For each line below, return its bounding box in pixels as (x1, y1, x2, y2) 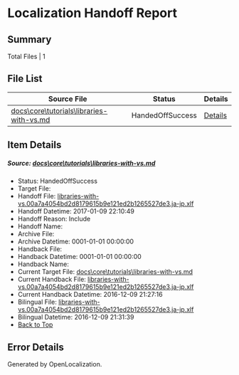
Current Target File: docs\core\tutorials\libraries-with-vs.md (17, 268, 193, 276)
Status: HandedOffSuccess (17, 176, 98, 186)
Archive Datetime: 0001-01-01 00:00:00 (17, 237, 134, 246)
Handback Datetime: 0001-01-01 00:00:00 (17, 253, 142, 261)
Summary (7, 33, 52, 46)
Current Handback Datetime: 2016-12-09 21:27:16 (17, 290, 163, 299)
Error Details (7, 341, 64, 353)
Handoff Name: (17, 222, 63, 231)
